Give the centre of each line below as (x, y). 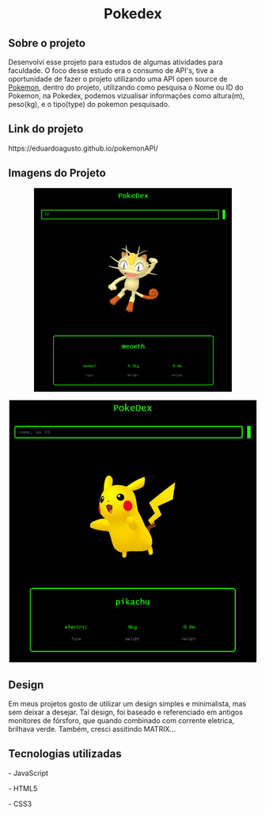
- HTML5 (23, 788)
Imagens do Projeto (57, 173)
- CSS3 (20, 804)
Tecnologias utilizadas (65, 754)
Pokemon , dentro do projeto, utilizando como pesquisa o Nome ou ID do (126, 87)
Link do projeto (46, 129)
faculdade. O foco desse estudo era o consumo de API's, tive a (111, 71)
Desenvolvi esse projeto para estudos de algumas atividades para (115, 62)
